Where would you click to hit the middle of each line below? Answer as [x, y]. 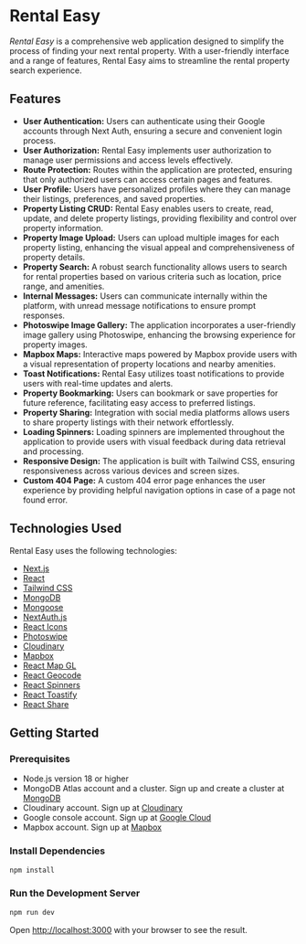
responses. [44, 315]
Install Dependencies [58, 851]
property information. [63, 228]
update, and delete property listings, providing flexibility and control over [159, 218]
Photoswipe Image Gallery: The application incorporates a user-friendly [159, 324]
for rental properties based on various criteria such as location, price [152, 276]
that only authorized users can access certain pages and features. [148, 179]
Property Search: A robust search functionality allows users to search [155, 267]
